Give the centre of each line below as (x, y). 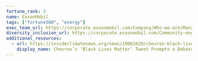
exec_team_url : (25, 28)
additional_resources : (34, 38)
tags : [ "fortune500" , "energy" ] (46, 22)
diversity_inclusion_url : (38, 33)
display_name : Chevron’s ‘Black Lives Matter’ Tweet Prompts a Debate (105, 49)
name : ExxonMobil (27, 17)
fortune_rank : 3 (26, 11)
